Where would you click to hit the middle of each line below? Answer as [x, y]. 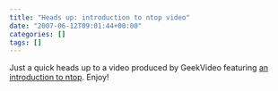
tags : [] [26, 42]
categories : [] [38, 34]
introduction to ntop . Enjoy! [59, 78]
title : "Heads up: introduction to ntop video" [100, 17]
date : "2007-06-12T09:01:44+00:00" [76, 26]
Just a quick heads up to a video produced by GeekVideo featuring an [139, 68]
